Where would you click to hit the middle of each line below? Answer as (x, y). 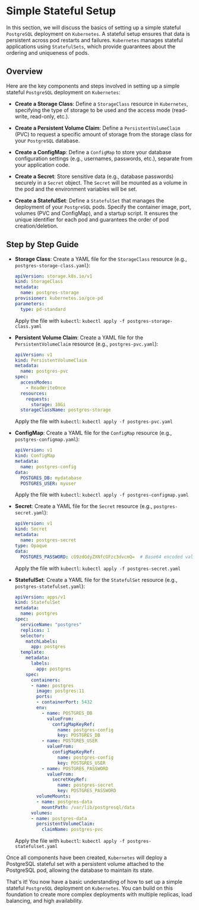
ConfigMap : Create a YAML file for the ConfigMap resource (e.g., (93, 433)
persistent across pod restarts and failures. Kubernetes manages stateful (94, 40)
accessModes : (37, 382)
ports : (45, 697)
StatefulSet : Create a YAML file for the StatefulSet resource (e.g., (96, 579)
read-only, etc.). (50, 116)
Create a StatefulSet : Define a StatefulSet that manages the (89, 200)
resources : (34, 393)
